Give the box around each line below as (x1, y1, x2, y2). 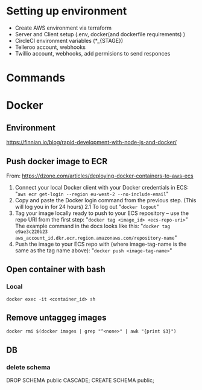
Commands (6, 71, 66, 85)
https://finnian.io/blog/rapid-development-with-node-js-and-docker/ (6, 139, 177, 146)
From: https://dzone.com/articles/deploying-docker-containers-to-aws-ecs (6, 172, 194, 179)
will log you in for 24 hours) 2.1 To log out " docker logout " (14, 203, 159, 210)
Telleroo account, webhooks (14, 43, 86, 51)
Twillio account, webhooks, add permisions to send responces (14, 50, 171, 57)
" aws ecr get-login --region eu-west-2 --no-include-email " (14, 190, 169, 197)
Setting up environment (6, 4, 127, 18)
